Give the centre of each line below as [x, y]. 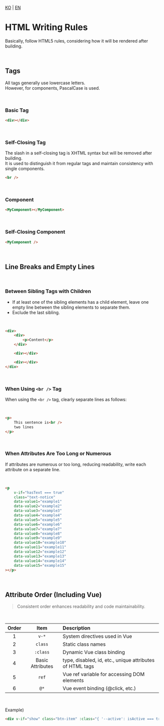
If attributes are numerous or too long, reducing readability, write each [76, 464]
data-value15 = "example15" [40, 565]
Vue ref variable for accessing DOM [104, 675]
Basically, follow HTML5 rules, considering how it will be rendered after [77, 41]
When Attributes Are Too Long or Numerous [58, 454]
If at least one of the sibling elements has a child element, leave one [80, 302]
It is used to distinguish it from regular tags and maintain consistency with [79, 164]
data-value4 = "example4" [38, 515]
